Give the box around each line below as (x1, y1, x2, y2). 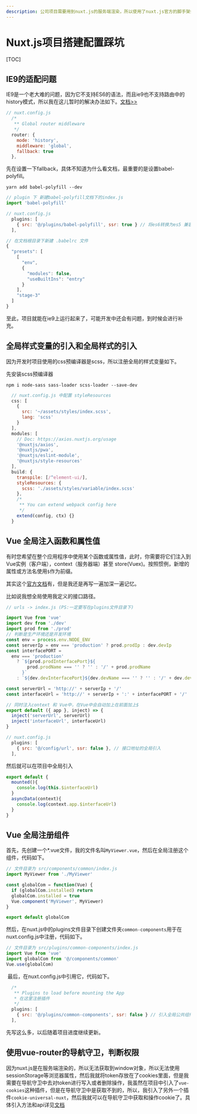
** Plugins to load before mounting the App (13, 990, 125, 996)
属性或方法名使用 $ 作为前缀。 (6, 568, 76, 575)
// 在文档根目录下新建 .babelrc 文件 (6, 238, 89, 244)
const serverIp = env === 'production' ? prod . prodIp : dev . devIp (6, 642, 172, 648)
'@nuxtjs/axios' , (16, 442, 59, 447)
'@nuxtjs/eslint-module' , (16, 453, 80, 459)
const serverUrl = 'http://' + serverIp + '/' (6, 685, 122, 692)
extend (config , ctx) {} (16, 513, 75, 519)
